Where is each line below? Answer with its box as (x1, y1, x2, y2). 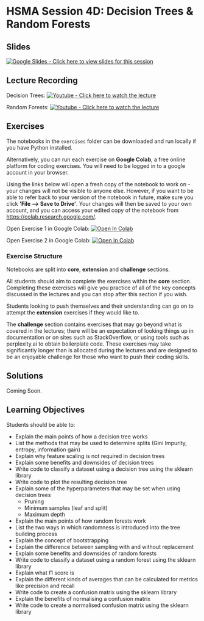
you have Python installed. (6, 143, 73, 151)
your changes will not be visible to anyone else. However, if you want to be (6, 187, 194, 194)
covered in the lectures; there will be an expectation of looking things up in (6, 327, 194, 334)
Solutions (6, 371, 44, 381)
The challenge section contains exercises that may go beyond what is (6, 321, 183, 328)
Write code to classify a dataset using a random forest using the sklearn (15, 556, 196, 563)
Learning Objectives (6, 405, 85, 415)
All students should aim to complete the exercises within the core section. (6, 277, 192, 285)
